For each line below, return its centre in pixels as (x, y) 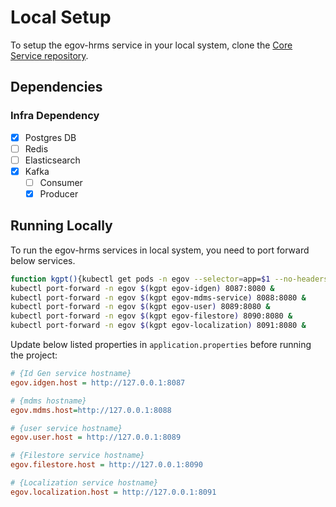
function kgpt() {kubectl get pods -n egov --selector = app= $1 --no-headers (169, 279)
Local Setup (61, 17)
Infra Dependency (55, 116)
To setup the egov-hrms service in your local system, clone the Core (151, 45)
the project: (34, 355)
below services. (43, 260)
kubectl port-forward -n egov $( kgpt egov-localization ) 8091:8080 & (158, 326)
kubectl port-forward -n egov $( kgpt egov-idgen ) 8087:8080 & (142, 288)
